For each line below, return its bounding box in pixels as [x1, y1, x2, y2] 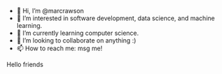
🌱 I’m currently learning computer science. [16, 29, 139, 37]
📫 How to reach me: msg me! [16, 44, 102, 52]
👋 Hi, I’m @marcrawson [16, 7, 84, 15]
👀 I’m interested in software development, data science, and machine [16, 14, 215, 22]
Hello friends [6, 60, 44, 68]
